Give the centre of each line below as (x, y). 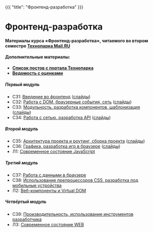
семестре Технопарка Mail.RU (38, 46)
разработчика (27, 219)
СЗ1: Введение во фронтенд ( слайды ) (51, 96)
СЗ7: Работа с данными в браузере (49, 175)
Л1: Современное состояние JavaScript (53, 151)
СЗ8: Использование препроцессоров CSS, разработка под (75, 180)
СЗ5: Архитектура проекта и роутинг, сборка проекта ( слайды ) (78, 141)
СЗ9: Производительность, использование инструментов (73, 214)
